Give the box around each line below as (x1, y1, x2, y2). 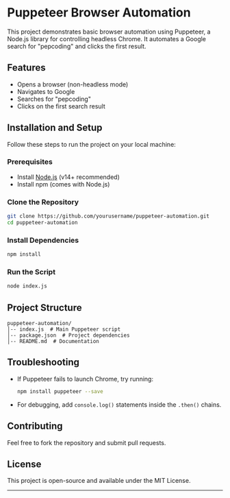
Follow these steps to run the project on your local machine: (7, 140, 176, 148)
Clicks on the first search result (16, 102, 105, 110)
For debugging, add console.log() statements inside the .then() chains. (16, 400, 222, 409)
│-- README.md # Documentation (7, 338, 99, 345)
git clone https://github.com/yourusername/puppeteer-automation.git (7, 213, 210, 220)
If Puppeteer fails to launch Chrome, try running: (16, 375, 154, 383)
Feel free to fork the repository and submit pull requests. (7, 438, 166, 447)
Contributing (7, 420, 63, 432)
